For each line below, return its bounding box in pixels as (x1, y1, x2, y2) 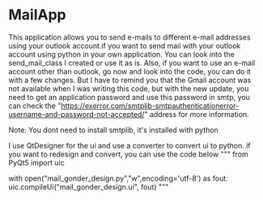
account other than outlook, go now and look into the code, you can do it (8, 66, 251, 76)
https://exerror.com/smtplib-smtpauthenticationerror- (60, 101, 240, 110)
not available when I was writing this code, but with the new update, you (8, 83, 249, 94)
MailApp (8, 6, 66, 24)
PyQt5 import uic (8, 157, 65, 167)
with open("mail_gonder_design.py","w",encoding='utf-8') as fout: (8, 173, 228, 183)
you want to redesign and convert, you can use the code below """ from (8, 149, 248, 159)
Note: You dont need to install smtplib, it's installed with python (8, 125, 218, 135)
